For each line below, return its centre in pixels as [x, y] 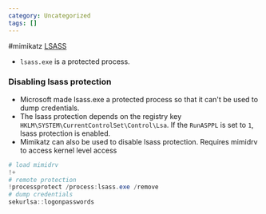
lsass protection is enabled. [65, 133]
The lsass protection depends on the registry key [101, 116]
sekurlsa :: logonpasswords [51, 202]
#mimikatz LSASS [38, 46]
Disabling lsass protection [60, 82]
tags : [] [23, 23]
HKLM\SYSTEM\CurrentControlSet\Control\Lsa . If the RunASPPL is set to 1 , [137, 125]
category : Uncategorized [50, 16]
